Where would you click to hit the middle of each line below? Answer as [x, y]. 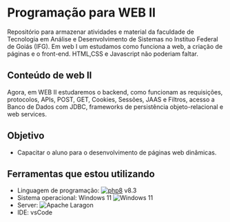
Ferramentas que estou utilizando [81, 174]
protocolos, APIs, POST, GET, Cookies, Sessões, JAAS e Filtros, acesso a [111, 99]
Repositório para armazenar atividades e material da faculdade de [101, 32]
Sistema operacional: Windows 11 [64, 198]
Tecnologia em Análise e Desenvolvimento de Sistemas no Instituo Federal [113, 39]
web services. [27, 114]
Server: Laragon [55, 205]
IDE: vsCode [35, 212]
